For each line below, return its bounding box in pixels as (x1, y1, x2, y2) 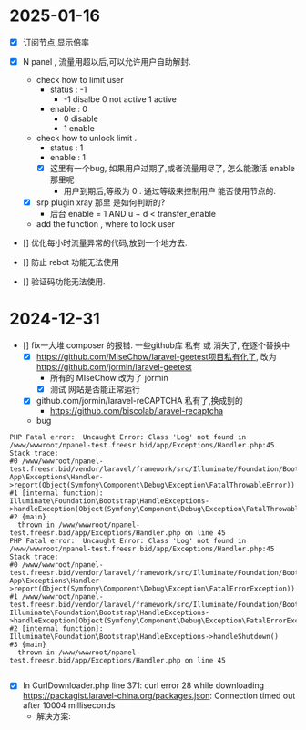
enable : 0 (49, 104, 88, 115)
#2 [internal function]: (9, 624, 104, 633)
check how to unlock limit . (36, 133, 138, 144)
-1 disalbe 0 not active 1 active (63, 94, 178, 105)
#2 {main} (9, 512, 47, 522)
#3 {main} (9, 640, 47, 650)
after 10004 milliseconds (22, 700, 116, 711)
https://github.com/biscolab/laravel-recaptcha (49, 406, 224, 416)
